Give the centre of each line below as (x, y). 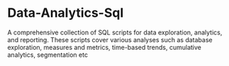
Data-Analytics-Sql (66, 13)
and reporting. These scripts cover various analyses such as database (110, 39)
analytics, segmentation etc (48, 55)
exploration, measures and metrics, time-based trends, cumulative (105, 47)
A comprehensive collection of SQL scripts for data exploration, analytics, (115, 32)
